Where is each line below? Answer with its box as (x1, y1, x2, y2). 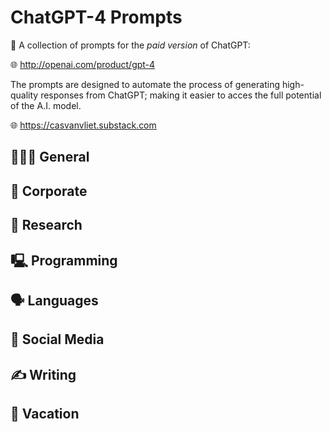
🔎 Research (10, 217, 83, 234)
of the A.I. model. (10, 99, 82, 111)
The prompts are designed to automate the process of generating (10, 78, 280, 90)
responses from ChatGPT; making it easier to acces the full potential (40, 89, 322, 101)
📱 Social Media (10, 331, 105, 348)
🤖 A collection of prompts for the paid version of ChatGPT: (10, 39, 251, 51)
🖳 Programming (10, 252, 118, 269)
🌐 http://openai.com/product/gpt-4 (10, 58, 156, 70)
